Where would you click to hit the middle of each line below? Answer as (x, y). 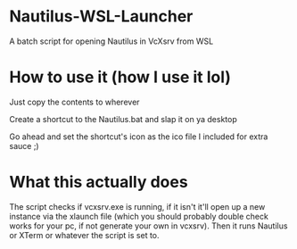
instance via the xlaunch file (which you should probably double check (139, 216)
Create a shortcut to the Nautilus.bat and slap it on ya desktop (124, 119)
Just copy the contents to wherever (74, 102)
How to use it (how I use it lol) (120, 77)
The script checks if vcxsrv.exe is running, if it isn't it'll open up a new (137, 206)
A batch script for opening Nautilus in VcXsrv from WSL (111, 41)
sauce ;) (24, 145)
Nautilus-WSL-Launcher (101, 17)
